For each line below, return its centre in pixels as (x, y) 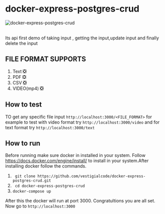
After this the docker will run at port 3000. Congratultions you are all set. (80, 201)
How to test (23, 105)
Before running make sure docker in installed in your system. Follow (75, 155)
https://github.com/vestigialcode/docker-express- (92, 176)
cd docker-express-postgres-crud (50, 186)
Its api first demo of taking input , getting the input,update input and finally (82, 38)
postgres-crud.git (32, 181)
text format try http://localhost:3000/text (50, 127)
